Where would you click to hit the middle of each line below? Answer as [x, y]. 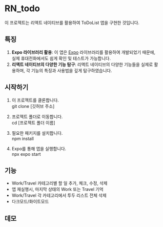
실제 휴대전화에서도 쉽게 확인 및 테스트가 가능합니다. [61, 58]
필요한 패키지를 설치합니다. [37, 133]
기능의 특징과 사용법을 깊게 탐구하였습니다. [71, 70]
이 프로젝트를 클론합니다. [35, 100]
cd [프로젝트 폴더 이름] [33, 123]
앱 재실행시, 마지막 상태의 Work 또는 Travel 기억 [57, 189]
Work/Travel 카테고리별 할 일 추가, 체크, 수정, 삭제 [60, 183]
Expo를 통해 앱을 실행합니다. [39, 148]
